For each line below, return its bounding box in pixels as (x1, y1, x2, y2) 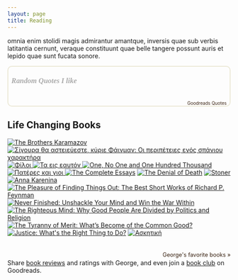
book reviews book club (25, 258, 216, 267)
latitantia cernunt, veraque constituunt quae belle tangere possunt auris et (7, 44, 224, 52)
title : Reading (7, 17, 52, 24)
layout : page (7, 10, 46, 18)
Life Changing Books (7, 119, 101, 131)
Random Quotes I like (11, 76, 77, 86)
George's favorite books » (162, 251, 231, 259)
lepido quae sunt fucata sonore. (7, 51, 101, 60)
